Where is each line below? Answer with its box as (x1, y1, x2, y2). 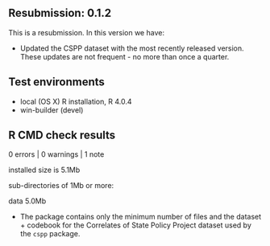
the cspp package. (19, 229, 81, 239)
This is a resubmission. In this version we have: (8, 27, 165, 37)
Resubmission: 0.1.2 (8, 6, 112, 20)
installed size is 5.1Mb (8, 165, 81, 175)
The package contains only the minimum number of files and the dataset (19, 212, 262, 222)
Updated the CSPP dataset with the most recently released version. (19, 43, 244, 53)
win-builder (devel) (19, 105, 84, 115)
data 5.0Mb (8, 196, 47, 206)
